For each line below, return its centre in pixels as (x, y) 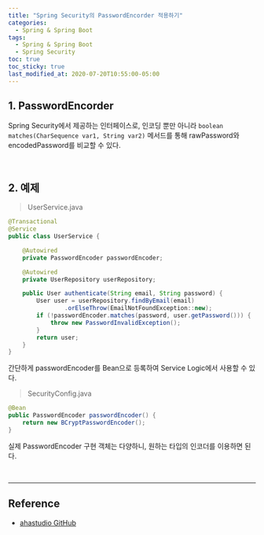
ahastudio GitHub (48, 522)
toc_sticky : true (37, 67)
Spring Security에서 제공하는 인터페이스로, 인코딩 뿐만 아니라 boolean (116, 126)
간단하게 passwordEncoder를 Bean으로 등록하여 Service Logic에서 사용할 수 (128, 368)
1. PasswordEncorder (61, 106)
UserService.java (55, 207)
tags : (17, 37)
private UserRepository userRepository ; (89, 279)
